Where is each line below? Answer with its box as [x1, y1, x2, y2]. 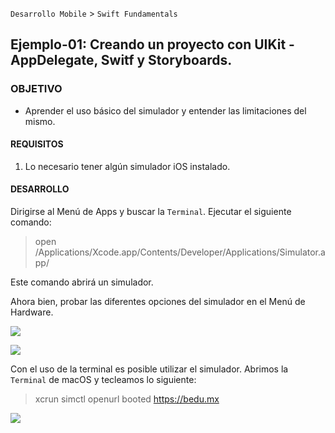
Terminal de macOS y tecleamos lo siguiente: [10, 374, 197, 386]
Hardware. [10, 306, 54, 318]
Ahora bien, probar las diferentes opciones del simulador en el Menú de [10, 296, 306, 308]
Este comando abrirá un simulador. [10, 276, 154, 288]
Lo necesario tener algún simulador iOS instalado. [24, 160, 231, 172]
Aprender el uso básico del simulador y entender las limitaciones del [24, 104, 307, 117]
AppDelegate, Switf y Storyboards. [10, 52, 233, 69]
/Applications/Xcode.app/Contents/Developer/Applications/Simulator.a [34, 246, 326, 258]
